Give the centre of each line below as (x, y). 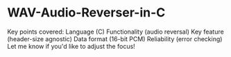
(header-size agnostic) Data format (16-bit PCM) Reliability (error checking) (115, 38)
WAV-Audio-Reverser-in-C (86, 13)
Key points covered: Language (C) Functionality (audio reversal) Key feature (115, 32)
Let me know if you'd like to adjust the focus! (71, 46)
